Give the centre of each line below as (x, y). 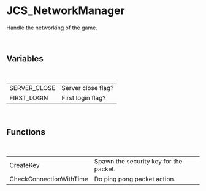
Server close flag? (87, 88)
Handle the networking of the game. (52, 28)
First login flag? (83, 97)
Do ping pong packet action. (135, 179)
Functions (26, 132)
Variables (25, 59)
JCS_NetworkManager (66, 11)
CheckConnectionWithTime (49, 179)
